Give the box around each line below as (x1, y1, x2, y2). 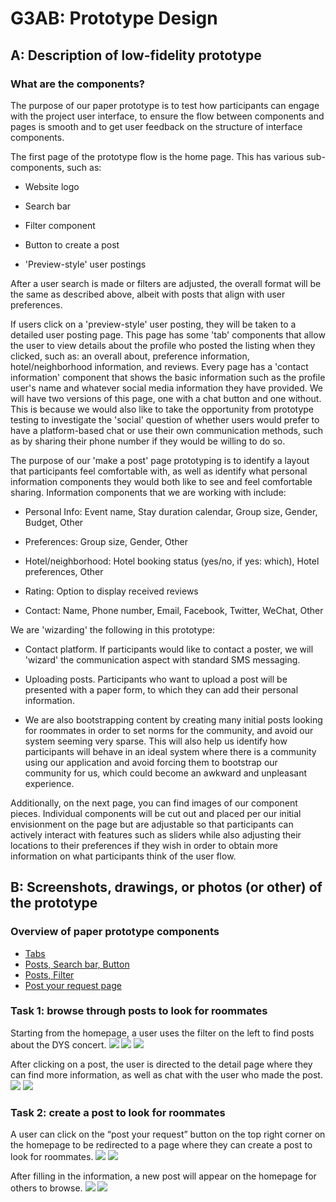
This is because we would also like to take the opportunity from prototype (10, 403, 314, 415)
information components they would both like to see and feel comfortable (10, 475, 313, 487)
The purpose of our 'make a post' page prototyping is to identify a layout (10, 454, 310, 466)
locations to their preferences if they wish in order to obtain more (10, 839, 279, 851)
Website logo (24, 180, 80, 192)
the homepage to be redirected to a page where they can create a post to (10, 1139, 313, 1151)
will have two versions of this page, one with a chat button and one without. (10, 392, 322, 404)
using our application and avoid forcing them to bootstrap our (24, 756, 278, 768)
